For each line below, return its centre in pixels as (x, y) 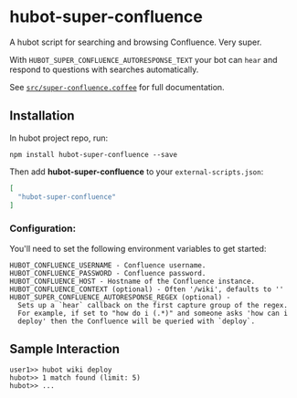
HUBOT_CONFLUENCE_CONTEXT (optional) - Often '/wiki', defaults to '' (147, 289)
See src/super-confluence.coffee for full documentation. (117, 87)
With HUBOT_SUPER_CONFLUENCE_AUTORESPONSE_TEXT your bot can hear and (143, 59)
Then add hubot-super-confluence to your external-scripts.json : (137, 172)
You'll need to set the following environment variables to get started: (138, 248)
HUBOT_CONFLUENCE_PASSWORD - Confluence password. (108, 273)
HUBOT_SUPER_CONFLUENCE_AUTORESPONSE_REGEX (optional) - (120, 297)
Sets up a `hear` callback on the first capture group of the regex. (153, 305)
